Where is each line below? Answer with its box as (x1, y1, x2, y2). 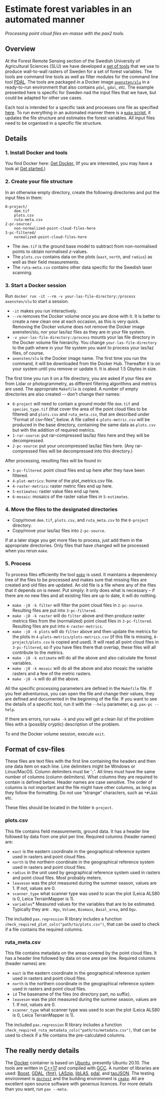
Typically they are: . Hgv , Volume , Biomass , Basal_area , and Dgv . (12, 906, 137, 912)
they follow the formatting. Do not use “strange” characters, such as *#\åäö (5, 790, 158, 796)
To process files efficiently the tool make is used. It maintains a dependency (5, 571, 157, 577)
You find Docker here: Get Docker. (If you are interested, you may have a (5, 160, 153, 166)
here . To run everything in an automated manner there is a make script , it (5, 109, 151, 115)
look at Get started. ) (5, 166, 46, 172)
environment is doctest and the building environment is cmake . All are (5, 1075, 144, 1081)
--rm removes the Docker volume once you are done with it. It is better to (12, 313, 161, 319)
